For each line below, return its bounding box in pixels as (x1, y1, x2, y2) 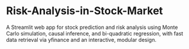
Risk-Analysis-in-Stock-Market (6, 4, 164, 18)
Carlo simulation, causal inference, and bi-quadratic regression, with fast (6, 30, 184, 37)
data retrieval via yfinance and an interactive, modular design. (6, 36, 157, 43)
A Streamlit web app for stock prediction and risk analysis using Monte (6, 24, 178, 31)
